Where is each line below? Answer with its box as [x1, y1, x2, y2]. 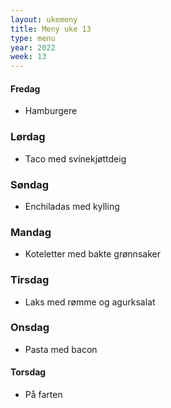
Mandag [10, 225, 52, 239]
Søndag [10, 177, 50, 191]
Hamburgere [24, 105, 78, 117]
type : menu [10, 33, 56, 43]
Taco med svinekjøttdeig [24, 152, 127, 165]
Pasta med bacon [24, 343, 98, 355]
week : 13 [10, 52, 47, 62]
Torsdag [10, 366, 47, 378]
